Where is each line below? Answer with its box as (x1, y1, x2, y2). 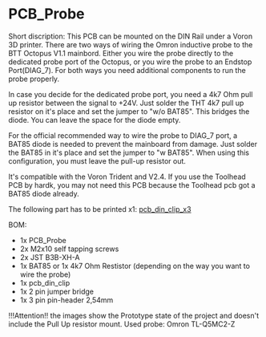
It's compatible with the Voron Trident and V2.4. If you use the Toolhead (8, 172, 246, 181)
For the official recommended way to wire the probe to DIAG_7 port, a (8, 130, 238, 140)
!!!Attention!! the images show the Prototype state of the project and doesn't (8, 311, 260, 320)
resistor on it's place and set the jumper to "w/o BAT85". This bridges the (8, 106, 250, 116)
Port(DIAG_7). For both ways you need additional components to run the (8, 65, 246, 75)
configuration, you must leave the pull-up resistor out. (8, 156, 187, 165)
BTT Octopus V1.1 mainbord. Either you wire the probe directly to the (8, 48, 234, 58)
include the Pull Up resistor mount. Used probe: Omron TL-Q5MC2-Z (8, 319, 236, 329)
